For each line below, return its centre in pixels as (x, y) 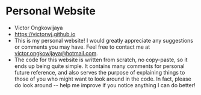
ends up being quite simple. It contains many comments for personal (99, 66)
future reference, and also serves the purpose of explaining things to (100, 72)
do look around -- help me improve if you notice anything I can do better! (105, 85)
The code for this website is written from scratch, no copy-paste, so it (101, 60)
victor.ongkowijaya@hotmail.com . (56, 53)
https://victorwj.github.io (45, 34)
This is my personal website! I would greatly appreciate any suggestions (104, 40)
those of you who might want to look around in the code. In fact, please (103, 79)
